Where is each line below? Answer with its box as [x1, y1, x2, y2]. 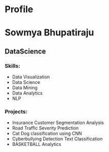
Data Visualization [12, 74, 50, 80]
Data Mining [12, 85, 38, 91]
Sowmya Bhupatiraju [5, 27, 94, 39]
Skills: [5, 62, 21, 69]
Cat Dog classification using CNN [12, 131, 82, 137]
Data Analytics [12, 90, 43, 96]
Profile [5, 4, 33, 15]
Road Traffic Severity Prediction [12, 125, 79, 131]
